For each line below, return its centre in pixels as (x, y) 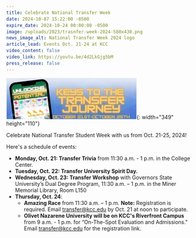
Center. (24, 164)
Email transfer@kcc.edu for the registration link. (82, 228)
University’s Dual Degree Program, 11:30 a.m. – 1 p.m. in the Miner (96, 183)
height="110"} (23, 123)
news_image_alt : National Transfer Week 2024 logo (71, 38)
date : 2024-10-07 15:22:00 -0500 (48, 19)
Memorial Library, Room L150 (50, 190)
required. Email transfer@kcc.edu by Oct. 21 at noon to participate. (106, 209)
